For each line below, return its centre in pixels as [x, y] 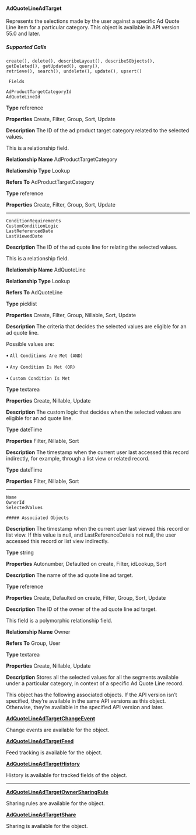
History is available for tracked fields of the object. [66, 775]
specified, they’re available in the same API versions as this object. [86, 701]
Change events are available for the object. [58, 730]
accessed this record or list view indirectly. [57, 541]
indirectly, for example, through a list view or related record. [78, 459]
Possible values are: [30, 344]
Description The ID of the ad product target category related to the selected [98, 130]
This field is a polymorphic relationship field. [59, 621]
